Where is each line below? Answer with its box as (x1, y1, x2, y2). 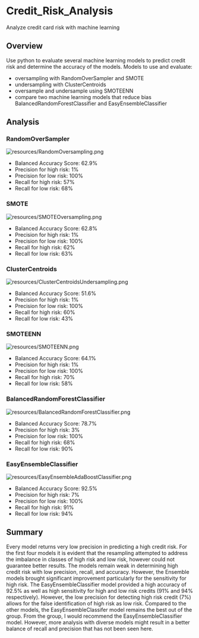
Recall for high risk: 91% (14, 503, 74, 511)
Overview (6, 41, 43, 51)
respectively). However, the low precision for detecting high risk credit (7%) (6, 593, 191, 601)
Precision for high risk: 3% (14, 426, 80, 433)
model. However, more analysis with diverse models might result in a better (6, 618, 190, 626)
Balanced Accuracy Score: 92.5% (14, 485, 98, 492)
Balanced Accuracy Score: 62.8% (14, 224, 98, 232)
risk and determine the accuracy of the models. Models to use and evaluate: (6, 63, 193, 70)
